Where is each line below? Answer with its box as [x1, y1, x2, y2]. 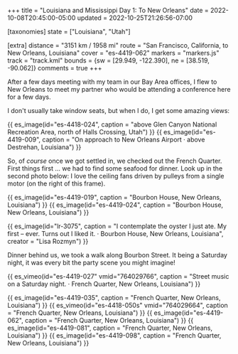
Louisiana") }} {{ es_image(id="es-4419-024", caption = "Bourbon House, [7, 200, 224, 209]
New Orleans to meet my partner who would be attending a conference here [7, 85, 231, 93]
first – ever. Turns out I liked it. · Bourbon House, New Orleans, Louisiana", [7, 230, 224, 237]
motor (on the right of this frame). [7, 179, 106, 188]
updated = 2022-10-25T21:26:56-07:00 [77, 14, 193, 22]
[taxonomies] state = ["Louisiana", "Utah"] [7, 28, 131, 36]
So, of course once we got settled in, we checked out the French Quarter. [7, 156, 222, 165]
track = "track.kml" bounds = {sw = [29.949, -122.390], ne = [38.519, [7, 56, 210, 65]
